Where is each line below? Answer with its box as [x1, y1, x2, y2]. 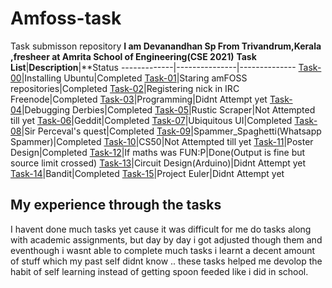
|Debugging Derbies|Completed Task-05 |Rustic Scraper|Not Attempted [21, 103, 316, 116]
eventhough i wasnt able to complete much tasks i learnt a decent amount [10, 244, 316, 256]
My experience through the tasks [10, 197, 222, 214]
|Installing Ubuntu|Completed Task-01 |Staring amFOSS [21, 72, 248, 84]
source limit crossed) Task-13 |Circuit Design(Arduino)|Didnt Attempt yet [10, 157, 307, 169]
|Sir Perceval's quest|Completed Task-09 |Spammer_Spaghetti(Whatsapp [21, 125, 322, 137]
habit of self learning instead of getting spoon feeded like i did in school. [10, 265, 309, 277]
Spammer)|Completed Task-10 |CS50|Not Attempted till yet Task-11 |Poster [10, 135, 314, 147]
